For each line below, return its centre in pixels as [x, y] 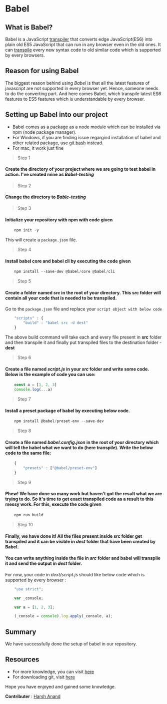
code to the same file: [28, 453]
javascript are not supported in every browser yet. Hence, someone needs [82, 88]
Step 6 [24, 358]
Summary [21, 632]
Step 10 [25, 524]
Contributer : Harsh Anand [33, 696]
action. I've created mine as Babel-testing [49, 174]
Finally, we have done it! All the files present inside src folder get [74, 536]
